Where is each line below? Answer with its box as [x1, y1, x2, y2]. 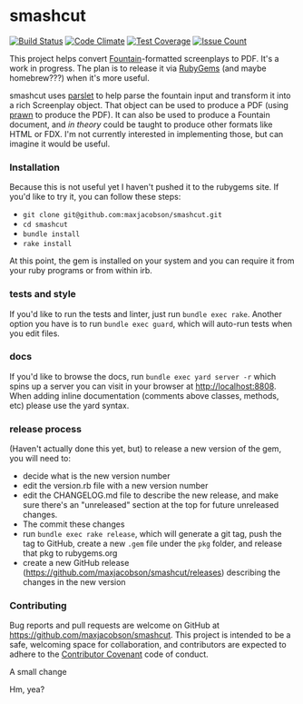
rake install [22, 240, 73, 249]
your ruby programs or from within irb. [9, 265, 152, 276]
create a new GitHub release [22, 558, 130, 569]
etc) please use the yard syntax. [9, 400, 130, 411]
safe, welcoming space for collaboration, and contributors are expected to [9, 640, 288, 650]
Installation [9, 161, 61, 174]
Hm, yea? [9, 684, 45, 695]
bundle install [22, 230, 81, 239]
